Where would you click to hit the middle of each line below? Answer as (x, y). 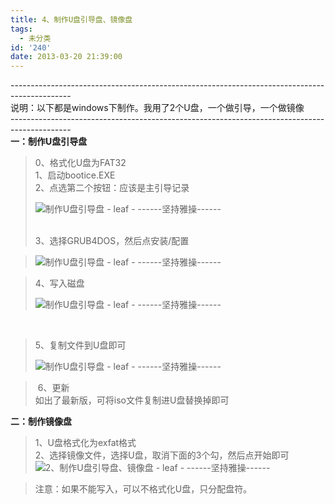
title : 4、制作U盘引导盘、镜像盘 (71, 19)
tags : (21, 29)
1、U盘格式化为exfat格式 (85, 443)
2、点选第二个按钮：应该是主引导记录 (112, 188)
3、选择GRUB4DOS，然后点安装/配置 (112, 241)
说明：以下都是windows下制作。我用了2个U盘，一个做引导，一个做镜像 (157, 108)
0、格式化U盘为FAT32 (80, 163)
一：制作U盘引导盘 (49, 142)
